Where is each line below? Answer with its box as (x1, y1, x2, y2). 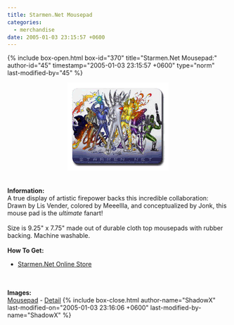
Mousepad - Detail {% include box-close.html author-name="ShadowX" (7, 296, 216, 305)
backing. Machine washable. (7, 231, 91, 240)
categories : (7, 18, 42, 26)
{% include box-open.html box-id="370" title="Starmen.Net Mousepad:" (7, 53, 218, 63)
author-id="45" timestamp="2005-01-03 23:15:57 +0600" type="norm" (7, 61, 215, 70)
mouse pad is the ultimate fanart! (7, 209, 103, 217)
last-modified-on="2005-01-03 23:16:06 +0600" (7, 303, 149, 312)
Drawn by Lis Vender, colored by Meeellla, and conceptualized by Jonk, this (7, 201, 227, 210)
